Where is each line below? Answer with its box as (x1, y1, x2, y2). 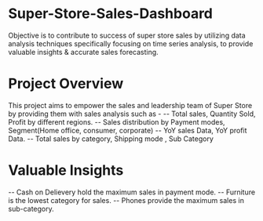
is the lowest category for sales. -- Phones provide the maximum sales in (8, 195, 245, 205)
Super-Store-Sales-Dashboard (8, 5, 214, 23)
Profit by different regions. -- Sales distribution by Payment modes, (8, 117, 225, 126)
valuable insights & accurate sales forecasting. (8, 47, 159, 56)
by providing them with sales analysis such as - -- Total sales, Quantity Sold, (8, 109, 256, 118)
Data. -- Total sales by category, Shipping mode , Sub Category (8, 134, 214, 143)
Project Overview (8, 75, 124, 92)
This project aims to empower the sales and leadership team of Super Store (8, 100, 253, 110)
